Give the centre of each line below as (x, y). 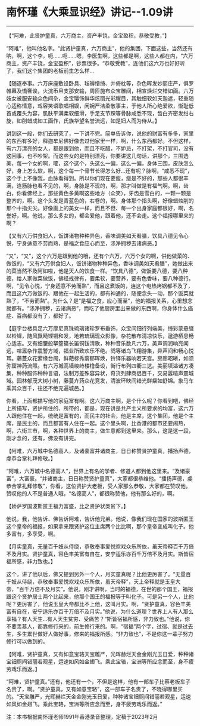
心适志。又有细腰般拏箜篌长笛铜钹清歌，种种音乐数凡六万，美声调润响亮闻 (97, 343)
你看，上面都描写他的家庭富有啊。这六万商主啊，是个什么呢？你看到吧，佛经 (100, 400)
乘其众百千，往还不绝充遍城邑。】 (47, 388)
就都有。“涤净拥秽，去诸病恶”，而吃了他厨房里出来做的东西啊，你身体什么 (97, 308)
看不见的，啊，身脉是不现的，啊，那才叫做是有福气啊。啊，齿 (113, 185)
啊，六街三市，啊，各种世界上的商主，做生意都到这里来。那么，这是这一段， (100, 430)
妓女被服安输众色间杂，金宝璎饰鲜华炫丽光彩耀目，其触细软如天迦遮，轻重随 (100, 98)
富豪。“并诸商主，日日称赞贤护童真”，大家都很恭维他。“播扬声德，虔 (108, 478)
